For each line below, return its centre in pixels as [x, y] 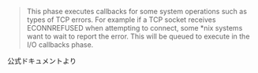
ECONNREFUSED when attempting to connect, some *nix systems [135, 28]
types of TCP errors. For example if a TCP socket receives [121, 20]
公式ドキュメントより [42, 61]
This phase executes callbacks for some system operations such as [137, 11]
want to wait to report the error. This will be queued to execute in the [138, 36]
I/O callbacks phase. [60, 45]
